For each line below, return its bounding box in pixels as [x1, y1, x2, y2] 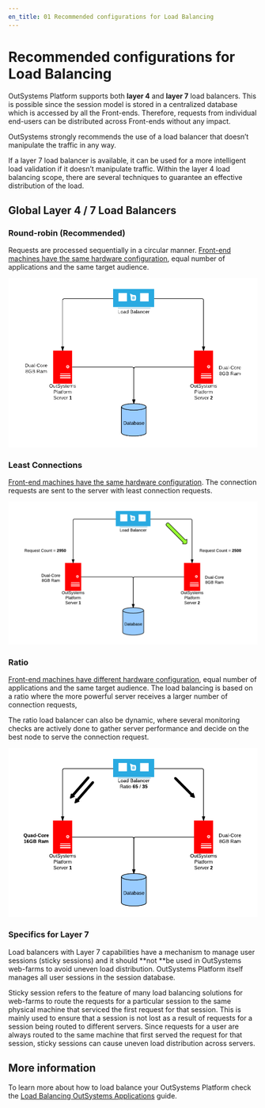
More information [8, 1061, 97, 1075]
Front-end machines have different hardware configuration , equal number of [8, 674, 257, 684]
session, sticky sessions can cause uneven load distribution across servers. [8, 1038, 256, 1048]
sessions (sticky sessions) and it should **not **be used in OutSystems [8, 956, 242, 965]
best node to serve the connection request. [8, 732, 150, 742]
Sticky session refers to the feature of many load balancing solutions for [8, 987, 244, 997]
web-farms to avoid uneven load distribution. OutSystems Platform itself [8, 964, 244, 973]
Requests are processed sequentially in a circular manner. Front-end [8, 246, 232, 255]
